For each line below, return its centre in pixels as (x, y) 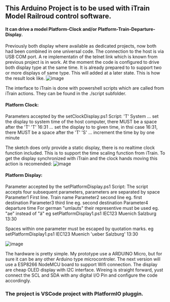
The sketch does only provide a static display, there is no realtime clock (80, 147)
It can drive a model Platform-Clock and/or (51, 29)
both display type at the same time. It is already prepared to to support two (83, 67)
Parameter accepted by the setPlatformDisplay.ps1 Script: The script (77, 186)
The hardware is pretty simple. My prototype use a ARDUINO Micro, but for (84, 254)
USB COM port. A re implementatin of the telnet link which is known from (81, 56)
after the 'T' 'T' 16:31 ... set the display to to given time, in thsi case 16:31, (81, 127)
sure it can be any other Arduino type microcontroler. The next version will (83, 259)
